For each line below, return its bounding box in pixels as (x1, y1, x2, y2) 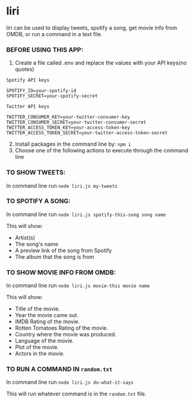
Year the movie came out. (14, 312, 79, 319)
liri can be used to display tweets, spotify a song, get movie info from (6, 24, 177, 31)
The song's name (14, 240, 58, 247)
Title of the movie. (14, 305, 60, 312)
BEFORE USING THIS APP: (6, 45, 83, 54)
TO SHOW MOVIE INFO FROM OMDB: (6, 268, 116, 276)
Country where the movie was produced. (14, 331, 117, 338)
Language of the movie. (14, 337, 74, 344)
